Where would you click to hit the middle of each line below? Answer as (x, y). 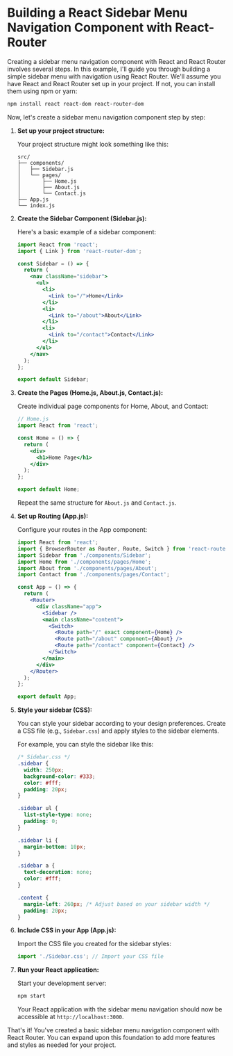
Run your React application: (58, 970)
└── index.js (36, 205)
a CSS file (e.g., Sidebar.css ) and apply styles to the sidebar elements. (118, 731)
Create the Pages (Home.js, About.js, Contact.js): (90, 393)
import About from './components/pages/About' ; (87, 568)
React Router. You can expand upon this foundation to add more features (111, 1038)
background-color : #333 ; (60, 777)
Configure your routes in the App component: (82, 530)
